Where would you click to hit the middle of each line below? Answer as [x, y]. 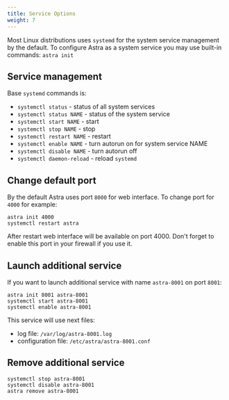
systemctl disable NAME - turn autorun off [77, 151]
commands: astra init [41, 55]
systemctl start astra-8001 [48, 301]
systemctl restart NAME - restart [64, 136]
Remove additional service [66, 363]
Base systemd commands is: [47, 93]
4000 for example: [32, 205]
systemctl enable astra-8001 [49, 307]
